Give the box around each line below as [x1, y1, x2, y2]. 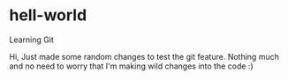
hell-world [9, 5, 87, 25]
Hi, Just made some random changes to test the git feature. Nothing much [9, 51, 280, 62]
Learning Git [9, 34, 55, 45]
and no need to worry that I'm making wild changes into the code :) [9, 61, 254, 71]
